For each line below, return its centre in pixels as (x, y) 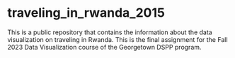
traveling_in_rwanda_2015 (86, 13)
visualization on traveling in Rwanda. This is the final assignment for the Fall (117, 39)
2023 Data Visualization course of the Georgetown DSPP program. (104, 47)
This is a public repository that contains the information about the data (110, 32)
